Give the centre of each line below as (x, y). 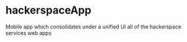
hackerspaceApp (49, 10)
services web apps (29, 33)
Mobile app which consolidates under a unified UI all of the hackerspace (93, 27)
